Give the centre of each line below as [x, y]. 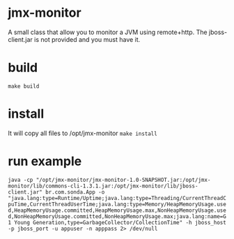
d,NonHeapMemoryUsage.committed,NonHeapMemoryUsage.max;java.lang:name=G [117, 216]
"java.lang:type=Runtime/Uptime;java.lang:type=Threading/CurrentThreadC [117, 198]
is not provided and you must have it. [87, 39]
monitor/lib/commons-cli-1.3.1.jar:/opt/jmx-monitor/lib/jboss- [103, 186]
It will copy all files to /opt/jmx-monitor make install [83, 133]
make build [24, 86]
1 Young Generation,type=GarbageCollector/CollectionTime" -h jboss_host [117, 222]
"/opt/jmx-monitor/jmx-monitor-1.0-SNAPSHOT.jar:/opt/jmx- [123, 180]
